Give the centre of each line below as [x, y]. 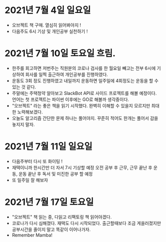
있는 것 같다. [24, 87]
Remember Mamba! [32, 235]
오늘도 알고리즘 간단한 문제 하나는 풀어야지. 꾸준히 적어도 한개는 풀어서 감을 [85, 118]
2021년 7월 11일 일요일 [49, 147]
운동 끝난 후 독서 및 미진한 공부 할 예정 [56, 173]
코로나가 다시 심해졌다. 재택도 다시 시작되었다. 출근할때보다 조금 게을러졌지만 [86, 223]
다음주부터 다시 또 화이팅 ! [37, 161]
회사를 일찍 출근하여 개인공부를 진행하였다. [67, 74]
